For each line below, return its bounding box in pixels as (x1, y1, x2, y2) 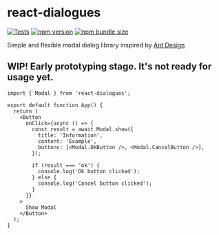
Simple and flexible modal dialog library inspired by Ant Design (7, 41, 185, 49)
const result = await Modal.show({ (32, 126, 134, 133)
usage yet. (7, 71, 54, 83)
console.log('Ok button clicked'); (37, 168, 140, 175)
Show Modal (25, 204, 57, 211)
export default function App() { (7, 102, 103, 109)
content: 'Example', (37, 137, 97, 145)
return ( (13, 108, 39, 115)
